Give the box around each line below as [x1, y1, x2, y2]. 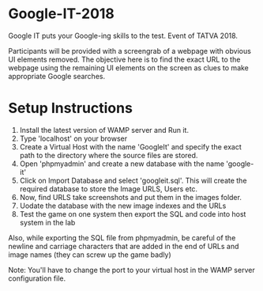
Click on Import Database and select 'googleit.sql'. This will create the [19, 176, 247, 185]
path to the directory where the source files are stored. [19, 150, 198, 160]
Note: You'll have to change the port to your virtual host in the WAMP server [8, 265, 255, 274]
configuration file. [8, 274, 66, 283]
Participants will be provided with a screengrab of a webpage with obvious [8, 46, 251, 55]
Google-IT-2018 [8, 5, 115, 23]
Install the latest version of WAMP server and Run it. [19, 125, 190, 134]
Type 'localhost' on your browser [19, 134, 128, 143]
